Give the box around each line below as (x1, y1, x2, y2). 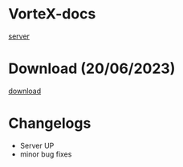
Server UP (19, 141, 55, 150)
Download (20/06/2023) (8, 59, 176, 78)
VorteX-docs (8, 5, 96, 23)
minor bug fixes (19, 149, 72, 159)
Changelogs (8, 114, 91, 132)
